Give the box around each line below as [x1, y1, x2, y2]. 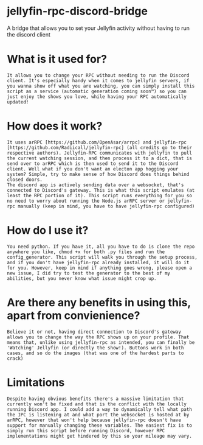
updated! [7, 99, 29, 105]
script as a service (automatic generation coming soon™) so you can [7, 88, 187, 94]
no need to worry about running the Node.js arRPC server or [7, 198, 165, 204]
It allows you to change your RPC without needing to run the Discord [7, 72, 190, 79]
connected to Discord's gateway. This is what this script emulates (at [7, 187, 195, 193]
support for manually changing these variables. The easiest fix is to [7, 422, 192, 429]
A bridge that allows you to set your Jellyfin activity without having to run [7, 24, 190, 32]
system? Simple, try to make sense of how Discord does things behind [7, 171, 190, 177]
